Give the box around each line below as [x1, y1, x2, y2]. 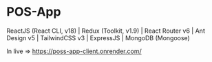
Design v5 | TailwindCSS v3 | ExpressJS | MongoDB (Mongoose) [6, 33, 190, 42]
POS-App [6, 4, 61, 20]
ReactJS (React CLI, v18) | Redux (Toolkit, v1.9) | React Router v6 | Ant [6, 27, 206, 35]
